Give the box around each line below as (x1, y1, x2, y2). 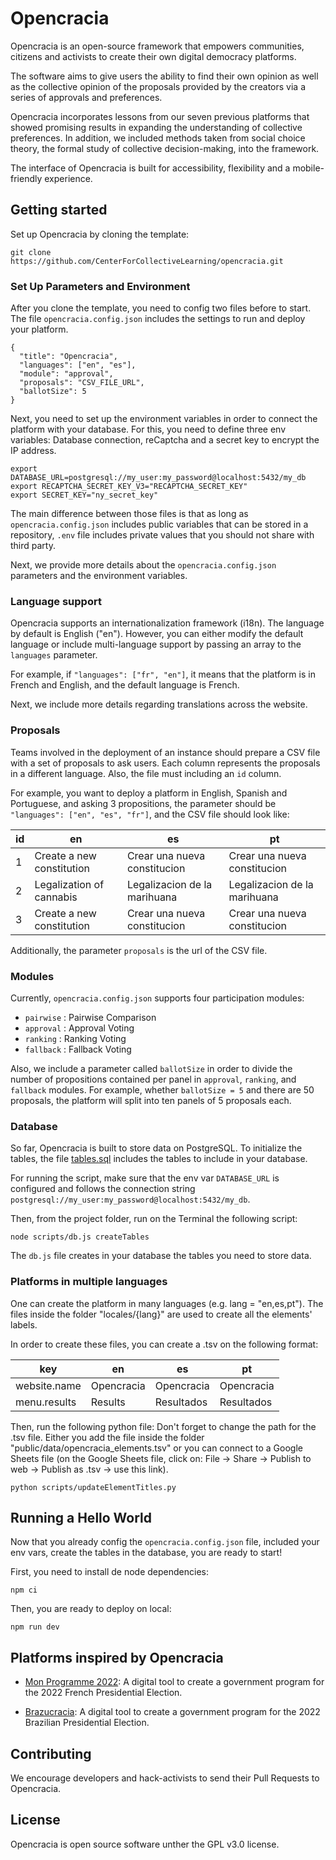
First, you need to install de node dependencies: (10, 1566, 209, 1578)
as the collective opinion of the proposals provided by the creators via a (10, 80, 307, 92)
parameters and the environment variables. (10, 570, 188, 582)
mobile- (292, 162, 325, 174)
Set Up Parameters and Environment (10, 279, 191, 293)
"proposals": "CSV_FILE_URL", (19, 378, 145, 388)
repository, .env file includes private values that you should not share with (10, 529, 315, 541)
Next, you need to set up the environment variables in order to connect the (10, 413, 318, 425)
